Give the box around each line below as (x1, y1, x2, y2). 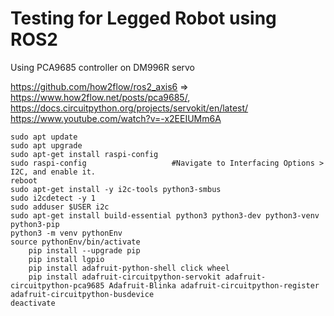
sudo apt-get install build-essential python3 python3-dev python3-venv (10, 210, 320, 221)
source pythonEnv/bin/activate (10, 237, 141, 247)
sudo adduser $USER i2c (10, 202, 110, 212)
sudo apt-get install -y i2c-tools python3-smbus (10, 184, 222, 194)
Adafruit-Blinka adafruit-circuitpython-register (108, 280, 320, 291)
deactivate (10, 298, 56, 308)
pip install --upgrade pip (28, 245, 141, 256)
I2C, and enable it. (10, 167, 97, 177)
